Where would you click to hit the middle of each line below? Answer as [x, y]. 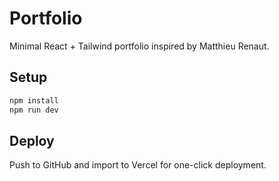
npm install [34, 100]
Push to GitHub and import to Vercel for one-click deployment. [138, 165]
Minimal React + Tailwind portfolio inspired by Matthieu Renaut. [139, 46]
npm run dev [34, 110]
